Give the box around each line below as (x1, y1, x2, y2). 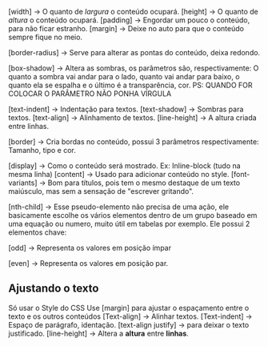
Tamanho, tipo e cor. (8, 146, 76, 155)
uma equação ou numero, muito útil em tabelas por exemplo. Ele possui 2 (8, 219, 250, 228)
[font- (230, 170, 250, 179)
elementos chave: (8, 227, 67, 237)
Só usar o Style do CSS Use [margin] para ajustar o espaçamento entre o (8, 303, 250, 312)
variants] (8, 178, 38, 187)
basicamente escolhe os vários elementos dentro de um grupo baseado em (8, 211, 258, 219)
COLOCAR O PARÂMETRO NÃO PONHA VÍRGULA (8, 89, 172, 99)
